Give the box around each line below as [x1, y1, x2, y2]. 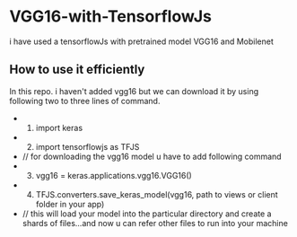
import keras [35, 122, 83, 133]
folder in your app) [35, 198, 105, 209]
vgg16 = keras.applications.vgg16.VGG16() [35, 170, 193, 180]
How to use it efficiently [9, 62, 145, 77]
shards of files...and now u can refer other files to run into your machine [22, 217, 289, 228]
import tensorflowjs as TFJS [35, 141, 140, 152]
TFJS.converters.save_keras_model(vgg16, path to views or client [35, 189, 278, 199]
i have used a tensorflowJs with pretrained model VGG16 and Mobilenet [9, 36, 274, 47]
